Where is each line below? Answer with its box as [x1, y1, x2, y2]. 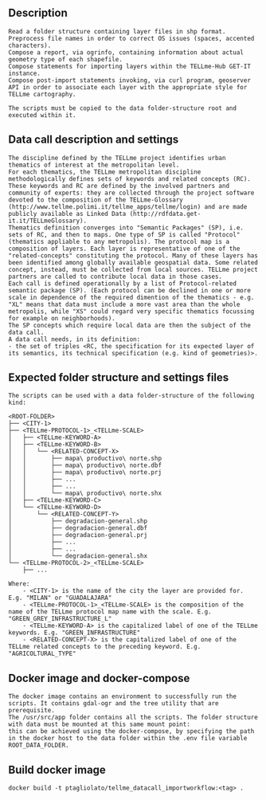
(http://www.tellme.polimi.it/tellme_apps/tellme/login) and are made [8, 202, 248, 210]
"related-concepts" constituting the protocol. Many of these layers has [8, 251, 259, 260]
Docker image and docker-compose [8, 671, 190, 684]
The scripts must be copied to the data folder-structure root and [8, 104, 237, 112]
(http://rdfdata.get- [129, 210, 201, 218]
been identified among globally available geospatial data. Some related [8, 258, 259, 266]
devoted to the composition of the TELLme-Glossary [8, 195, 183, 204]
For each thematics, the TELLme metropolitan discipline [8, 167, 201, 176]
